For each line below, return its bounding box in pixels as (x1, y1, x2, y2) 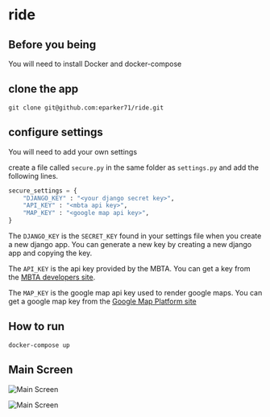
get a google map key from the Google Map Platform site (8, 296, 197, 306)
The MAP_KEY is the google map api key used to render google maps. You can (8, 288, 263, 297)
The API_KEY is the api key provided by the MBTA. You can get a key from (8, 264, 251, 273)
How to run (8, 320, 65, 333)
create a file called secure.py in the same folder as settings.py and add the (8, 163, 260, 172)
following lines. (8, 171, 59, 180)
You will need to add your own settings (8, 147, 138, 156)
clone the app (8, 82, 79, 96)
